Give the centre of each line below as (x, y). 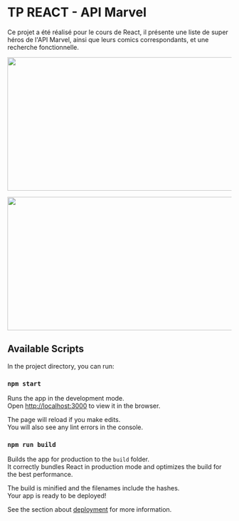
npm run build (32, 444)
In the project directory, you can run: (61, 366)
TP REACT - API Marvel (77, 12)
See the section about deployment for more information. (90, 510)
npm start (24, 384)
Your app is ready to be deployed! (57, 496)
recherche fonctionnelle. (43, 47)
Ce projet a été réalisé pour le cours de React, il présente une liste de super (118, 32)
